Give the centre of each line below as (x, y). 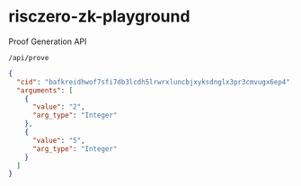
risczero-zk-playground (99, 17)
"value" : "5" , (59, 140)
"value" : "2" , (59, 107)
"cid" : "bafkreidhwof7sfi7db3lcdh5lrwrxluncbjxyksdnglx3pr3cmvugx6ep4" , (155, 82)
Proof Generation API (48, 41)
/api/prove (29, 58)
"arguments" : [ (45, 90)
